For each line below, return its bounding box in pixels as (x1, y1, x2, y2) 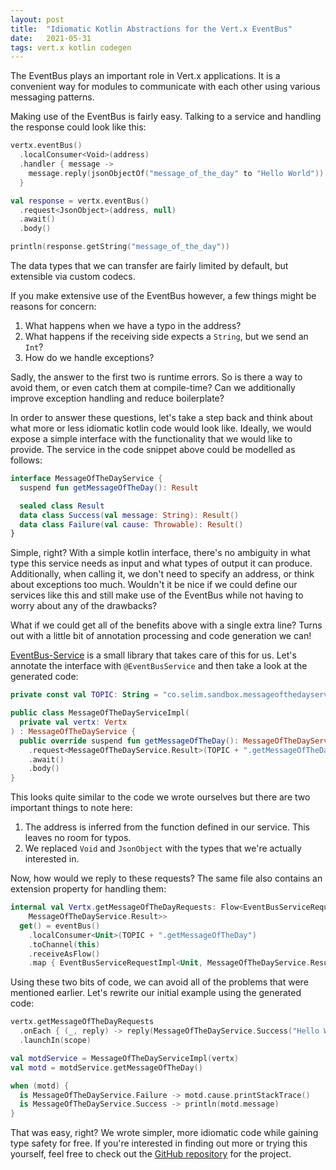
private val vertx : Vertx (19, 717, 128, 727)
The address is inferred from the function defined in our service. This (24, 821, 310, 833)
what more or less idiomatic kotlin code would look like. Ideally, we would (10, 422, 312, 434)
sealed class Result (19, 501, 105, 511)
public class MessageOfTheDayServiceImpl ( (10, 708, 190, 718)
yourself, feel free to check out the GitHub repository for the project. (10, 1148, 292, 1160)
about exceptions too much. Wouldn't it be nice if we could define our (10, 579, 298, 591)
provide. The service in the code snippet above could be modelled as (10, 444, 296, 455)
